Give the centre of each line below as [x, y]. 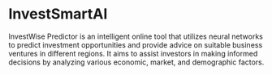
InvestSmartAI [58, 14]
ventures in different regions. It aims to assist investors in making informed [133, 53]
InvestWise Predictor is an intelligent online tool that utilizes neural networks [136, 36]
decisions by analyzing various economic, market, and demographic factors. [136, 62]
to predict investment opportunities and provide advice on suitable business [136, 44]
